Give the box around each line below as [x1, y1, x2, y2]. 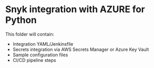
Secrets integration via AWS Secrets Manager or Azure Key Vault [12, 46, 149, 52]
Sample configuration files [12, 52, 68, 58]
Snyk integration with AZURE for [5, 4, 145, 15]
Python [5, 14, 37, 26]
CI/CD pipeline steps [12, 57, 56, 63]
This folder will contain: [5, 31, 55, 37]
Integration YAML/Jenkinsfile [12, 41, 73, 47]
